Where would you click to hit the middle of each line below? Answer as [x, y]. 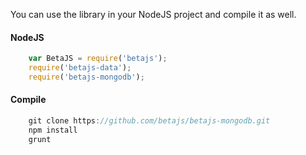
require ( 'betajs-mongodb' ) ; [86, 77]
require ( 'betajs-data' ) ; [80, 68]
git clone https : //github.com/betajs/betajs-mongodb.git [149, 121]
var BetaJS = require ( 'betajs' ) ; [98, 59]
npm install [53, 130]
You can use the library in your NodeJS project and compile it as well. [153, 14]
